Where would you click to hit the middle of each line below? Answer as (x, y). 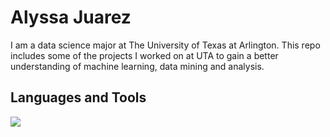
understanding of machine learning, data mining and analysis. (137, 66)
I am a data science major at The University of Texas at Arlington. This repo (165, 45)
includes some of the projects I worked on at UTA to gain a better (144, 55)
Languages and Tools (78, 97)
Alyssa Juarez (71, 17)
